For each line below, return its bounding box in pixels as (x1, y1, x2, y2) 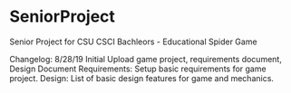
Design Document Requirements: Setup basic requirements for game (9, 63, 267, 74)
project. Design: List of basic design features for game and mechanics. (9, 72, 275, 83)
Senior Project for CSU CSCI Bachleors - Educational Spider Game (9, 36, 257, 47)
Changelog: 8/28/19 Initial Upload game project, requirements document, (9, 53, 283, 64)
